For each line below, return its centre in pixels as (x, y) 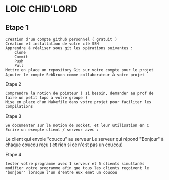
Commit (21, 57)
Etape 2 (13, 84)
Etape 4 (13, 154)
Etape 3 (13, 116)
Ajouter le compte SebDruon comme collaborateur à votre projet (75, 75)
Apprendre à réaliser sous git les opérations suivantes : (69, 48)
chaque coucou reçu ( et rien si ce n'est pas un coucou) (64, 145)
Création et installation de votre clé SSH (52, 44)
